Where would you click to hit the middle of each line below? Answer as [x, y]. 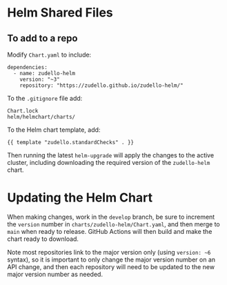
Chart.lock [23, 111]
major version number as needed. [55, 274]
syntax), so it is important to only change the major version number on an [111, 259]
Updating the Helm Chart [80, 198]
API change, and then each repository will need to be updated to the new [111, 266]
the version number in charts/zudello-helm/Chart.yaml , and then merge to [113, 224]
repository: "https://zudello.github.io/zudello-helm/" [102, 86]
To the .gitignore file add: [45, 98]
